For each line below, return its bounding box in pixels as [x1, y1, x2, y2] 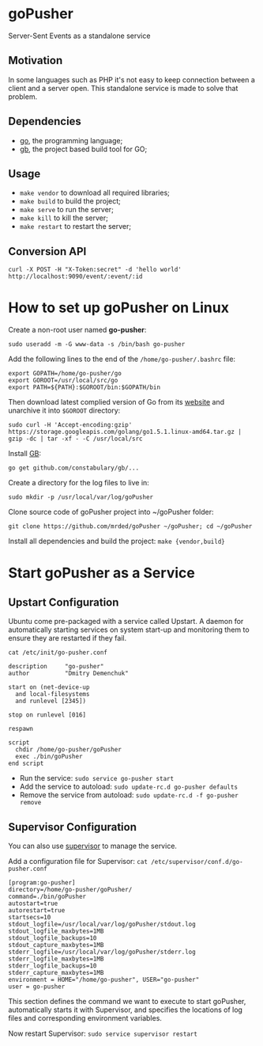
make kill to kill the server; [19, 213, 108, 223]
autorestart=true [8, 906, 66, 915]
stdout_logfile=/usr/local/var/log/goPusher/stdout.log [8, 920, 196, 928]
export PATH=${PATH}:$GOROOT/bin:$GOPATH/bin [8, 383, 160, 392]
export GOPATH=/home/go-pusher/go [8, 370, 122, 378]
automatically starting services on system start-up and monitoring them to [8, 625, 250, 634]
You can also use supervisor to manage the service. [8, 841, 178, 850]
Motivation [8, 54, 63, 67]
